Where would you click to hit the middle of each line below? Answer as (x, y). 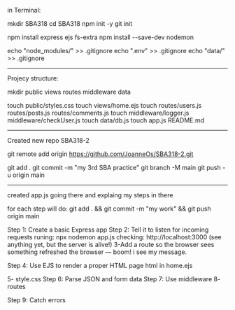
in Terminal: (24, 10)
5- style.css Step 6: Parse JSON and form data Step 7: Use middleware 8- (114, 279)
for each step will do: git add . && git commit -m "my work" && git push (109, 209)
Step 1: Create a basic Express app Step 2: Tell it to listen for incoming (108, 230)
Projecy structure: (33, 78)
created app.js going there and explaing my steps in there (90, 195)
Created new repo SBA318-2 (48, 140)
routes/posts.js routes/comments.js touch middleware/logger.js (98, 113)
